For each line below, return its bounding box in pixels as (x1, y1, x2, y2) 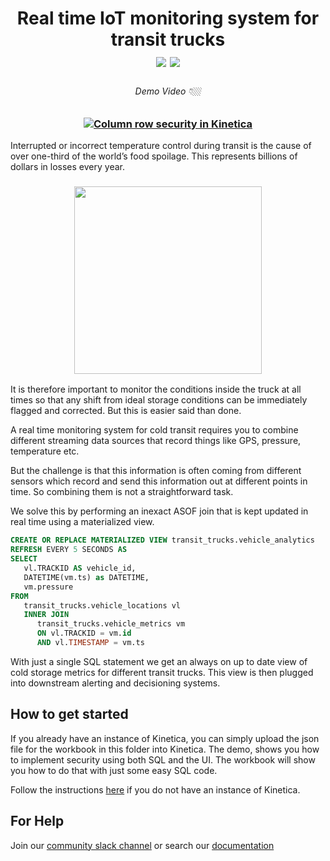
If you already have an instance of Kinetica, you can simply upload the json (10, 732, 320, 744)
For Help (10, 813, 65, 830)
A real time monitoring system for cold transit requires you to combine (10, 424, 299, 436)
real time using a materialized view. (10, 516, 155, 528)
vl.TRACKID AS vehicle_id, (23, 563, 137, 574)
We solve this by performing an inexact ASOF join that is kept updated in (10, 505, 309, 517)
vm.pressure (23, 582, 74, 592)
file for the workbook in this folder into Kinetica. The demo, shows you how (10, 743, 320, 755)
